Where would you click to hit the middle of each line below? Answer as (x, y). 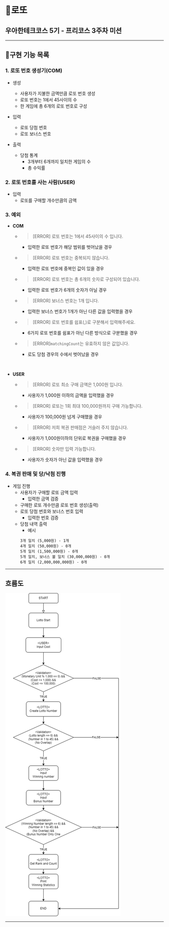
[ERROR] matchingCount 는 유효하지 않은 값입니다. (81, 344)
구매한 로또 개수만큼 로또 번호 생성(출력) (59, 505)
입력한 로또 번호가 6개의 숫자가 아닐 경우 (67, 290)
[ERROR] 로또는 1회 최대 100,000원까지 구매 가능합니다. (88, 406)
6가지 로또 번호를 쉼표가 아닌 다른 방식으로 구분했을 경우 (82, 333)
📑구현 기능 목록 (27, 55)
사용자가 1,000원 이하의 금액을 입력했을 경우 (71, 395)
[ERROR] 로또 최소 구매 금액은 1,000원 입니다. (78, 385)
